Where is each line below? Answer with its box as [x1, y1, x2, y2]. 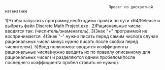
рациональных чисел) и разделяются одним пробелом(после [5, 54, 135, 60]
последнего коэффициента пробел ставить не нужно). [5, 60, 120, 65]
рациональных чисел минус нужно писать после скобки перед [5, 38, 138, 44]
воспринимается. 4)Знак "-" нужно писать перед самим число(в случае [5, 34, 159, 39]
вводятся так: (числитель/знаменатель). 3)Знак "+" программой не [5, 28, 148, 34]
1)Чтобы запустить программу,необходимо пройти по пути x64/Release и [5, 18, 160, 23]
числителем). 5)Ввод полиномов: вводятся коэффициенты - [5, 44, 132, 49]
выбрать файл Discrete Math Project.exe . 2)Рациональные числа [5, 23, 141, 29]
